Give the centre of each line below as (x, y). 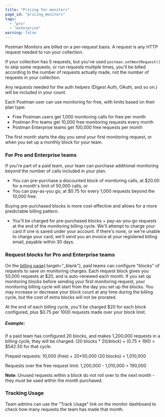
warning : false (21, 33)
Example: (15, 323)
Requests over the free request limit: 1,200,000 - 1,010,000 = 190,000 (76, 365)
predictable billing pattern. (32, 211)
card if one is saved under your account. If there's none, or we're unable (86, 231)
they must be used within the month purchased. (54, 380)
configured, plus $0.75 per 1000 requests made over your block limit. (76, 312)
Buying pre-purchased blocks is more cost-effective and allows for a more (81, 206)
